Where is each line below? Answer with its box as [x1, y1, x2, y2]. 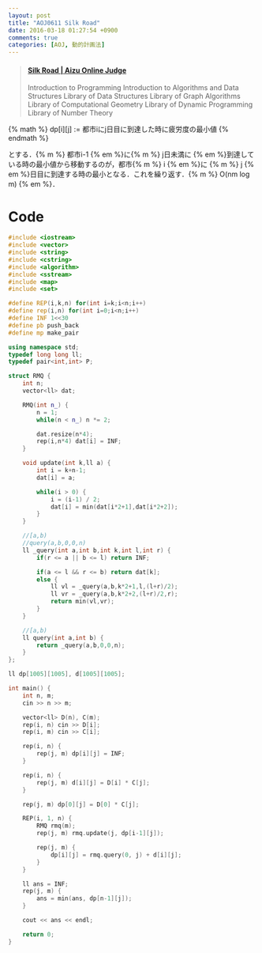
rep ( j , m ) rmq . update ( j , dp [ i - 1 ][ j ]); [36, 830, 164, 838]
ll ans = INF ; [22, 879, 69, 888]
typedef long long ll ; [8, 350, 83, 358]
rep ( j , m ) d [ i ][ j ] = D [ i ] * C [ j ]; [36, 778, 150, 787]
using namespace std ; [8, 343, 80, 351]
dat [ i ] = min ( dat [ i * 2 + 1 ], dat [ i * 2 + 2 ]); [50, 503, 178, 511]
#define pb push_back [8, 321, 80, 329]
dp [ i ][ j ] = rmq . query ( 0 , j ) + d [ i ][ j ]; [50, 851, 182, 859]
